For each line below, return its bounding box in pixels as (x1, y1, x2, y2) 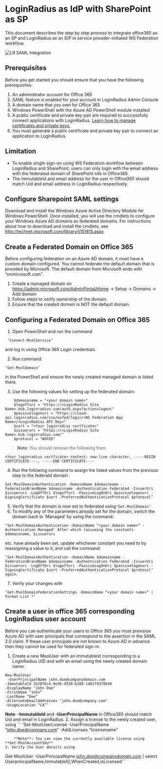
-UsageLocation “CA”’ (5, 703, 49, 708)
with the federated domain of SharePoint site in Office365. (12, 170, 129, 176)
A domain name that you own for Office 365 (12, 101, 100, 108)
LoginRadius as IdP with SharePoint (5, 3, 151, 15)
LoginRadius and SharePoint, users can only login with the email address (12, 165, 158, 171)
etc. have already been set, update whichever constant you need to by (5, 540, 146, 546)
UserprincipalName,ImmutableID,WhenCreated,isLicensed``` (5, 758, 127, 764)
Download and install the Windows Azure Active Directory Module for (5, 208, 144, 214)
